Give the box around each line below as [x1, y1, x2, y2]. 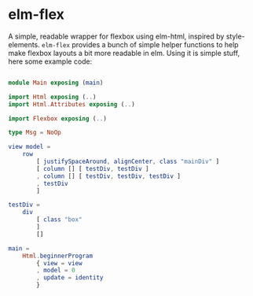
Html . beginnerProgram [22, 252, 93, 260]
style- [225, 31, 245, 41]
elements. [8, 39, 41, 49]
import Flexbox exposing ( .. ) [8, 114, 108, 123]
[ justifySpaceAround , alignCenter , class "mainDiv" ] [36, 157, 220, 166]
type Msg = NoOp [8, 128, 61, 137]
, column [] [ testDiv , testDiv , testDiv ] [36, 172, 181, 180]
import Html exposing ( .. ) [8, 93, 97, 101]
